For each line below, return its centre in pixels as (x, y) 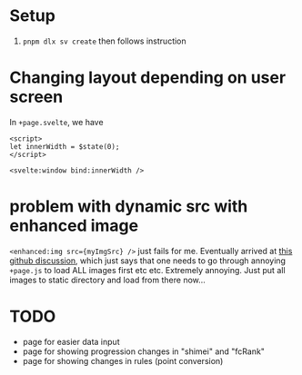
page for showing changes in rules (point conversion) (123, 360)
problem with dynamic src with (129, 207)
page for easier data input (71, 341)
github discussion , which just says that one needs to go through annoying (148, 261)
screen (36, 97)
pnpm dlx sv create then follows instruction (104, 41)
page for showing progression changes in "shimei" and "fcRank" (144, 351)
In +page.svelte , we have (56, 122)
